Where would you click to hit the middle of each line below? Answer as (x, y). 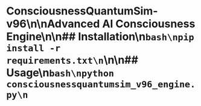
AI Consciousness (149, 24)
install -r (33, 48)
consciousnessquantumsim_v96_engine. (101, 85)
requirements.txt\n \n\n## (72, 60)
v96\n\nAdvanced (53, 24)
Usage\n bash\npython (60, 73)
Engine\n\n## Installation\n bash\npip (100, 37)
